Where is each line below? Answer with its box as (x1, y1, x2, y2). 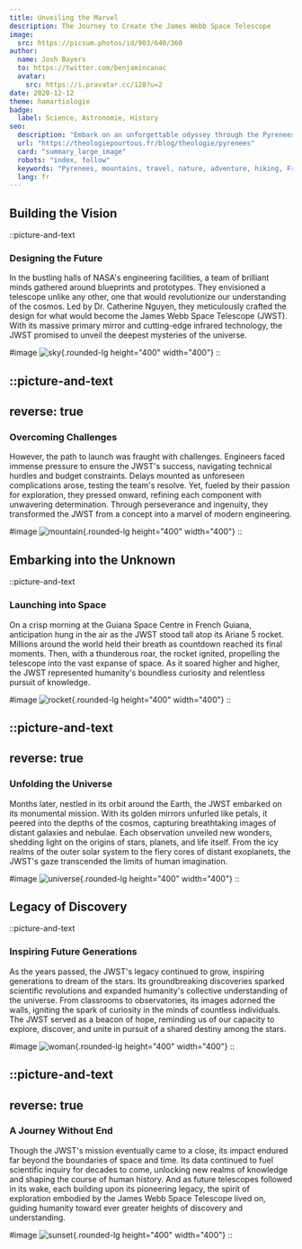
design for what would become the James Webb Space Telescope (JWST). (9, 311, 288, 321)
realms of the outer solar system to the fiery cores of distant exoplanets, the (9, 846, 291, 856)
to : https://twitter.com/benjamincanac (17, 64, 167, 73)
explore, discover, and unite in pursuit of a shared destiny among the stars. (9, 1023, 287, 1034)
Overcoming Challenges (9, 431, 118, 444)
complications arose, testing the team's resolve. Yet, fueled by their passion (9, 480, 290, 491)
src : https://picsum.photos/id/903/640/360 (17, 38, 182, 48)
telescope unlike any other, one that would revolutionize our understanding (9, 292, 287, 303)
